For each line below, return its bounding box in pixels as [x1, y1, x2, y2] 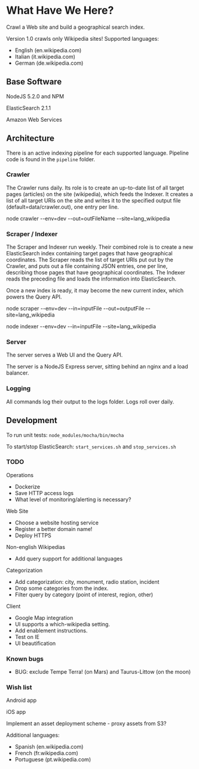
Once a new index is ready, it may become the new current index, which [6, 287, 184, 294]
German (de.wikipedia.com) [14, 59, 84, 67]
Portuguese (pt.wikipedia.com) [14, 756, 91, 763]
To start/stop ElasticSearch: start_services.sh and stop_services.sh [6, 443, 176, 450]
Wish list [6, 683, 32, 692]
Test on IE [14, 633, 40, 640]
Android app [6, 696, 37, 704]
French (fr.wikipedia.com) [14, 750, 79, 757]
